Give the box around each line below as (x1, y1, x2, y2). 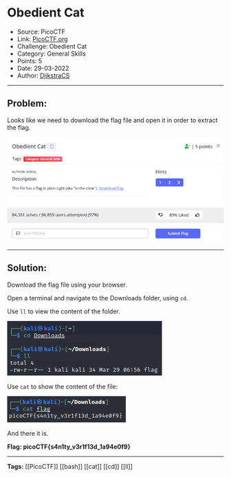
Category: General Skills (16, 49, 86, 58)
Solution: (7, 263, 47, 274)
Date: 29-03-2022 (16, 64, 69, 72)
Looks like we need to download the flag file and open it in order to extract (7, 115, 218, 124)
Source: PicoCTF (16, 27, 65, 36)
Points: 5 (16, 56, 43, 65)
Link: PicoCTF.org (16, 34, 68, 43)
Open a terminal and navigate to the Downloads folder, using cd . (7, 293, 188, 302)
